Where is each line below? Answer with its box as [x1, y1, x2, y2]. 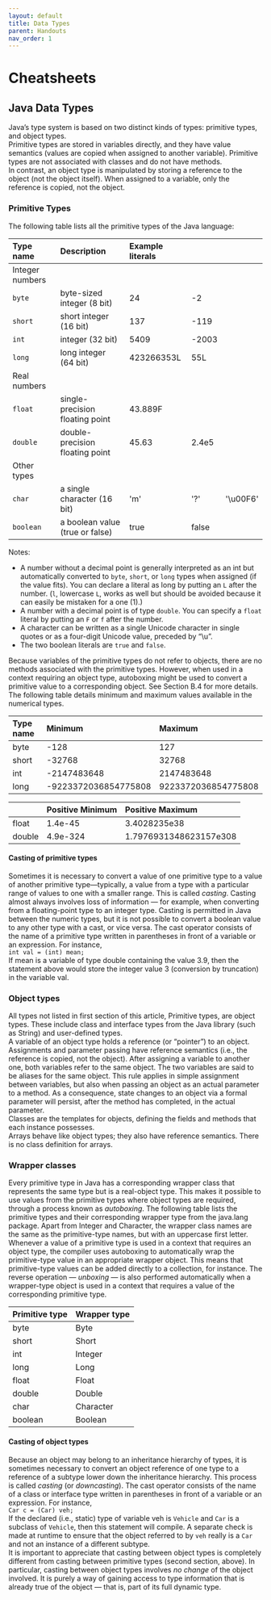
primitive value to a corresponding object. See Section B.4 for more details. [8, 681, 258, 691]
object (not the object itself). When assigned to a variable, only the [8, 174, 230, 184]
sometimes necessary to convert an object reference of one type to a [8, 1463, 240, 1473]
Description [60, 245, 106, 257]
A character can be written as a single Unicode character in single [19, 622, 240, 632]
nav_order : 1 [8, 34, 52, 43]
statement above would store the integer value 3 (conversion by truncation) [8, 964, 260, 974]
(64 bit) [60, 357, 90, 368]
